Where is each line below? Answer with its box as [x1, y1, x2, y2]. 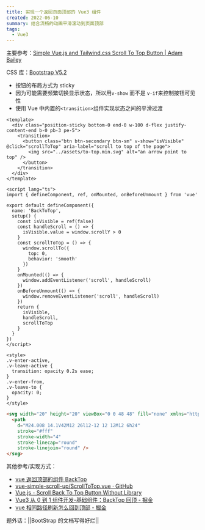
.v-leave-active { [6, 363, 53, 369]
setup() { [12, 213, 37, 219]
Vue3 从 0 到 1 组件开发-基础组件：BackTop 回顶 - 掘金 [15, 496, 154, 504]
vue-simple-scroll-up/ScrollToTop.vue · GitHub [15, 482, 133, 490]
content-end [6, 128, 37, 134]
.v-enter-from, [6, 379, 45, 385]
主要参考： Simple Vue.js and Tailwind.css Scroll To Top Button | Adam [6, 50, 183, 57]
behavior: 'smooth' [28, 256, 78, 262]
